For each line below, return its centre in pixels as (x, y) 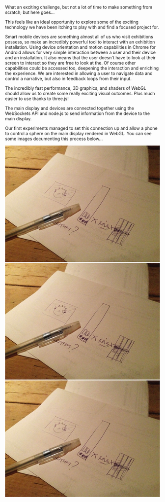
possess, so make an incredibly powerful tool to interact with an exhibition (80, 42)
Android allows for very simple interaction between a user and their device (81, 52)
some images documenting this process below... (54, 139)
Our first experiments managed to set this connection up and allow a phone (82, 128)
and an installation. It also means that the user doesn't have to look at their (81, 58)
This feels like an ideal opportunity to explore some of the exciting (72, 22)
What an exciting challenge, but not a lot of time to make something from (79, 7)
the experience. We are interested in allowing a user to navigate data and (79, 73)
